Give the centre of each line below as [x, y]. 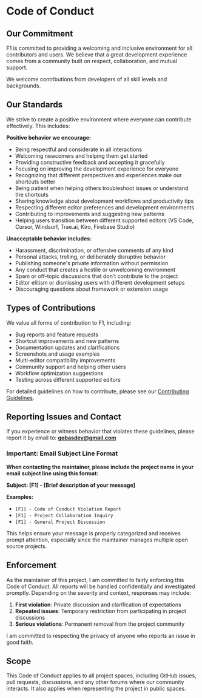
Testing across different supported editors [68, 379]
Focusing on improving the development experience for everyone [97, 169]
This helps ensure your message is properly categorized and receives [93, 533]
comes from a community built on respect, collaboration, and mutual [92, 61]
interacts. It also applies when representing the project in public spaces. [96, 689]
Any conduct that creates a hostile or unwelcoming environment [95, 269]
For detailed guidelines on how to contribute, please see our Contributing [98, 391]
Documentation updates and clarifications [67, 347]
